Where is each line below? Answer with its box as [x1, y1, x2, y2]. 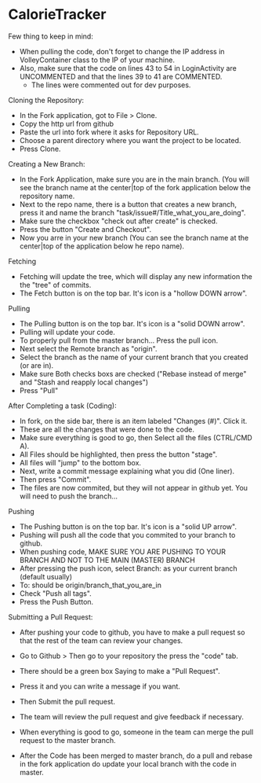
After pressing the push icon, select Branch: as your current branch [19, 564, 237, 573]
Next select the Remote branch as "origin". [19, 344, 158, 353]
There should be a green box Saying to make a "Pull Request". [19, 666, 221, 675]
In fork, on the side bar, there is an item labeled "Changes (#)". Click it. [19, 416, 248, 425]
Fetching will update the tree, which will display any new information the [19, 271, 252, 281]
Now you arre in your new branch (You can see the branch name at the [19, 233, 249, 242]
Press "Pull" [19, 385, 59, 395]
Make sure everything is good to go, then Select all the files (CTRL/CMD [19, 432, 252, 442]
